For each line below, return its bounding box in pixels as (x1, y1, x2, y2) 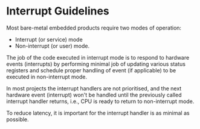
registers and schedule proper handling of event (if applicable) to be (6, 66, 176, 74)
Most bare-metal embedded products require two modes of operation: (6, 24, 182, 31)
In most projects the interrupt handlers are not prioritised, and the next (6, 84, 182, 92)
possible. (6, 116, 29, 123)
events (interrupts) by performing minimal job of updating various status (6, 60, 186, 68)
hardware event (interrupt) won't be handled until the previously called (6, 91, 182, 98)
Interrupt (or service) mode (15, 36, 83, 43)
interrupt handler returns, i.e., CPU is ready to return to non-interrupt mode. (6, 98, 195, 105)
